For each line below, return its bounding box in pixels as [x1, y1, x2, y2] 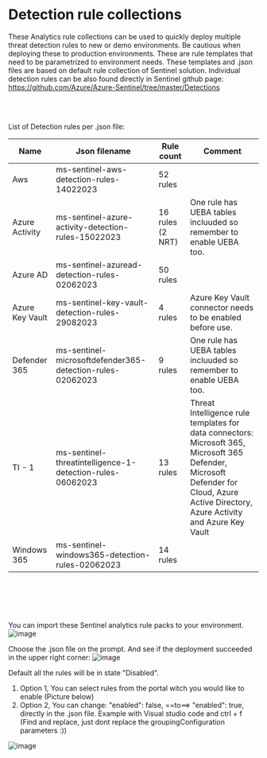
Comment [203, 145, 242, 157]
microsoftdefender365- [55, 354, 146, 365]
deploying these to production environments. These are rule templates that [8, 48, 253, 58]
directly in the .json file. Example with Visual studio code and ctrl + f [19, 709, 242, 718]
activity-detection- [55, 221, 129, 232]
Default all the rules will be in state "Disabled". [8, 667, 160, 677]
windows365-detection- [55, 549, 151, 560]
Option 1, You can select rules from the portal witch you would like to [19, 683, 245, 693]
